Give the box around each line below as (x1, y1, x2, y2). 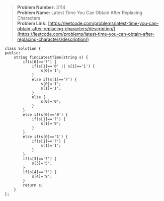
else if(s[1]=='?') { (31, 77, 77, 82)
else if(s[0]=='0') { (23, 112, 68, 117)
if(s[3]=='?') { (23, 156, 57, 161)
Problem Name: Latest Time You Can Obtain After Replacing (17, 10, 143, 16)
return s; (23, 183, 43, 188)
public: (5, 50, 21, 55)
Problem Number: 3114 (17, 5, 66, 10)
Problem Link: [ (17, 20, 50, 26)
